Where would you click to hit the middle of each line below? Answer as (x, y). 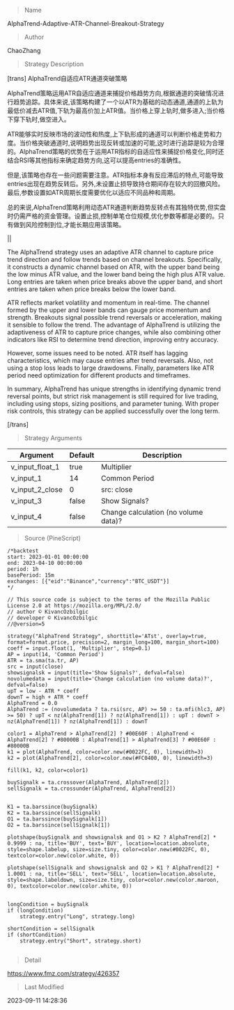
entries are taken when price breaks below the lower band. (92, 289)
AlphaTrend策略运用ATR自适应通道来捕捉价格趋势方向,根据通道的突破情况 (112, 93)
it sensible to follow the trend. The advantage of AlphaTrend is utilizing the (114, 325)
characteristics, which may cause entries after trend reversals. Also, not (110, 360)
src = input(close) (36, 667)
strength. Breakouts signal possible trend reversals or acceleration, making (115, 317)
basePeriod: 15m (31, 575)
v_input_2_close (37, 489)
